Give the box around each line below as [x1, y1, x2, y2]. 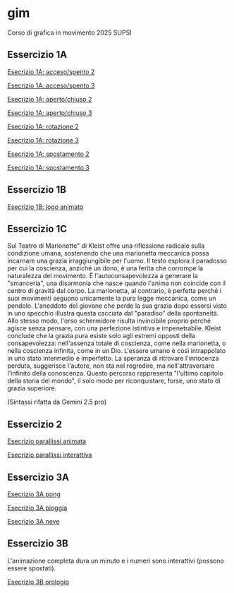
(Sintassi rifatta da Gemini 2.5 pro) [7, 397, 107, 407]
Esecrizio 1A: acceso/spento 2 [7, 67, 95, 76]
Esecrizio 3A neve [7, 517, 60, 525]
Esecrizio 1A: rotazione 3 [7, 136, 80, 144]
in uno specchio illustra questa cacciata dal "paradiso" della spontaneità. [7, 309, 219, 318]
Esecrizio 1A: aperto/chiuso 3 [7, 108, 92, 117]
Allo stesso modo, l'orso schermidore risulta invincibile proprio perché [7, 316, 211, 325]
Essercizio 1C [7, 222, 68, 234]
